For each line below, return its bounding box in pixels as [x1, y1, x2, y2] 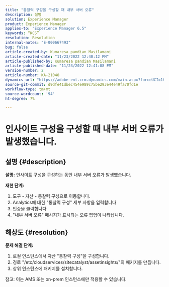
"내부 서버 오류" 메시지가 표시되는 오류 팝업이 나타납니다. [12, 212, 124, 218]
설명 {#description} [5, 158, 66, 166]
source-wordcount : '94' [5, 91, 55, 96]
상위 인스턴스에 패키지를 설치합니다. [12, 265, 83, 271]
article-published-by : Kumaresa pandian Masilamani [5, 59, 116, 64]
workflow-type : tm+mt [5, 86, 51, 92]
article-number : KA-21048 [5, 73, 59, 78]
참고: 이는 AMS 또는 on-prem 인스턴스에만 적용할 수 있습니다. [5, 276, 127, 282]
